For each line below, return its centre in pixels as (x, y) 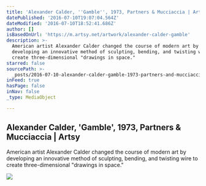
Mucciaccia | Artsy (44, 137)
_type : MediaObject (31, 97)
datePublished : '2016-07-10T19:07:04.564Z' (63, 18)
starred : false (26, 63)
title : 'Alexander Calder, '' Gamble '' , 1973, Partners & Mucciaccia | (98, 12)
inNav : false (23, 92)
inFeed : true (23, 80)
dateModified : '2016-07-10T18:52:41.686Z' (61, 23)
